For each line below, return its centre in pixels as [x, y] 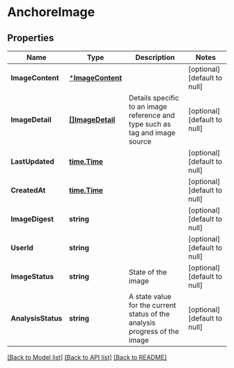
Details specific [154, 98]
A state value [150, 297]
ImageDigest [32, 219]
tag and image [152, 133]
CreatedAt [28, 190]
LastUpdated [32, 161]
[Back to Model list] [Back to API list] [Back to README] [87, 357]
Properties [31, 38]
